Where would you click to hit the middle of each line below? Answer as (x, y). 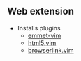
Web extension (41, 11)
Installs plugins (39, 28)
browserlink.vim (51, 50)
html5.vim (42, 43)
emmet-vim (44, 35)
